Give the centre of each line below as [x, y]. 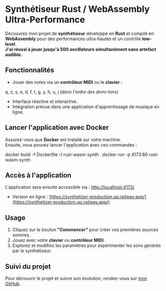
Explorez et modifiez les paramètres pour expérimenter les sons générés [86, 246]
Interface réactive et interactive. [45, 101]
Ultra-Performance [45, 20]
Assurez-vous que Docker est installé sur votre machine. [63, 140]
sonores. [21, 235]
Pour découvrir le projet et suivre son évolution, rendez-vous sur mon [76, 278]
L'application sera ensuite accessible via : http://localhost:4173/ [70, 187]
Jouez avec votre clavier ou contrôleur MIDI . [58, 240]
